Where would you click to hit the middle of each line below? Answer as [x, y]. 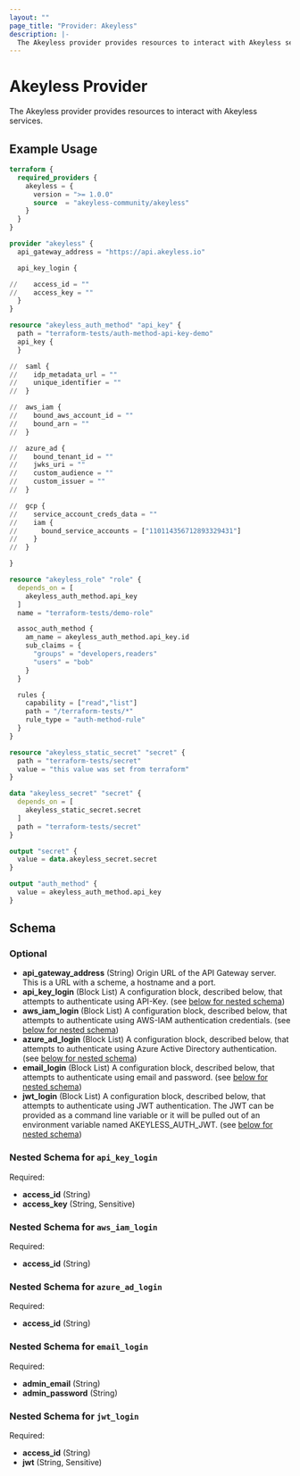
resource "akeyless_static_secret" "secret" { [97, 752]
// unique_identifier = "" [66, 383]
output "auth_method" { [54, 884]
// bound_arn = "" [50, 424]
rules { [32, 695]
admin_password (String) [70, 1393]
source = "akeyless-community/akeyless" [111, 203]
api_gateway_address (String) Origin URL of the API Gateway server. [149, 973]
